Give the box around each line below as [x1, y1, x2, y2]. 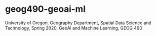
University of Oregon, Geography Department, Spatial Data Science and [5, 20, 152, 26]
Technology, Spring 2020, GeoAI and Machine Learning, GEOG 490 [5, 25, 142, 31]
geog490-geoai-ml [5, 3, 86, 15]
